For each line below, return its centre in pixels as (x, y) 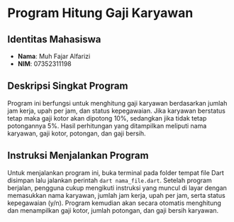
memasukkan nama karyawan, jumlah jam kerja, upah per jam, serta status (116, 195)
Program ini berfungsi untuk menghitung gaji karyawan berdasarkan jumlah (117, 103)
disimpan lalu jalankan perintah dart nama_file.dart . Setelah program (110, 180)
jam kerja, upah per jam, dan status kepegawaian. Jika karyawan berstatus (116, 111)
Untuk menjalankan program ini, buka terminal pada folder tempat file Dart (116, 172)
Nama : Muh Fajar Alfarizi (54, 56)
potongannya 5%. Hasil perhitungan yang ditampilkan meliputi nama (107, 126)
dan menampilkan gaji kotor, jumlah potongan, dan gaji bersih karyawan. (113, 210)
